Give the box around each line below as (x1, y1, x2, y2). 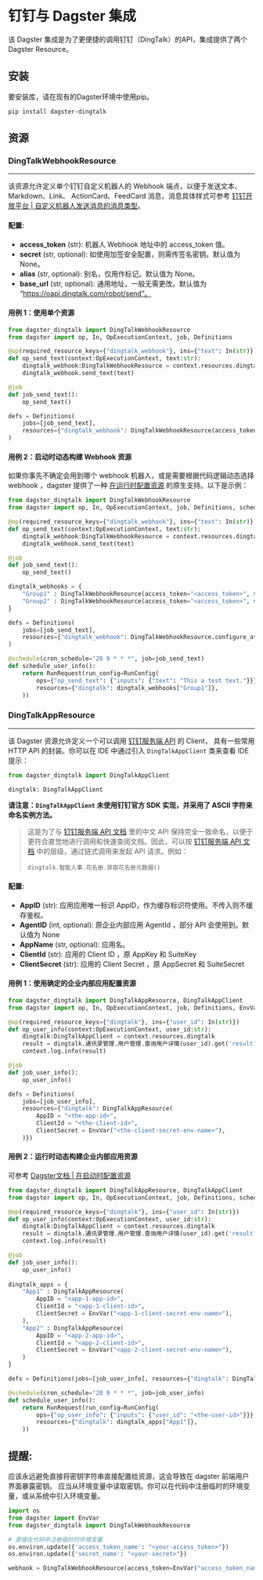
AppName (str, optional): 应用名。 (19, 940, 130, 949)
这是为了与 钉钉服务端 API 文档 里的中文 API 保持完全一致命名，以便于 (27, 827, 254, 837)
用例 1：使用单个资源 (8, 308, 75, 318)
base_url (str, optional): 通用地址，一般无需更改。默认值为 (19, 279, 207, 288)
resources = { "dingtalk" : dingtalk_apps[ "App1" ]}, (36, 1418, 198, 1426)
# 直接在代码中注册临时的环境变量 (8, 1535, 103, 1543)
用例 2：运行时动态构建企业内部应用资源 (8, 1151, 139, 1162)
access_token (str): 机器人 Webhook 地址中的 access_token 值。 (19, 239, 229, 249)
